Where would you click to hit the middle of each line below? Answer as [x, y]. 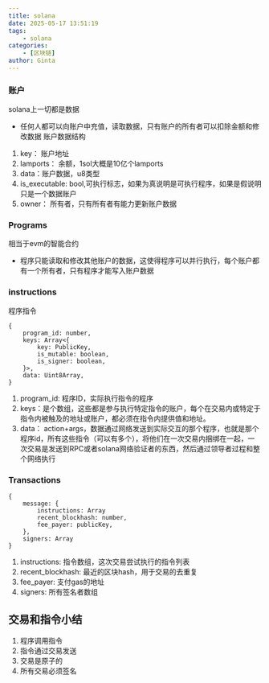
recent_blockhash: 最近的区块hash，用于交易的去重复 [109, 572]
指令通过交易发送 [48, 650]
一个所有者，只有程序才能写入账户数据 [90, 271]
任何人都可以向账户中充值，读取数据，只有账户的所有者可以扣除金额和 [136, 126]
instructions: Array [71, 511]
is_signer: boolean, [71, 361]
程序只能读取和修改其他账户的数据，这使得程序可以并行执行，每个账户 [136, 261]
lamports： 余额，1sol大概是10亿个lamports [92, 164]
